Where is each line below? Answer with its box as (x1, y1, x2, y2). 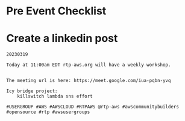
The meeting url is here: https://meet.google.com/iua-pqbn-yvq (6, 78, 171, 84)
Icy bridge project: (6, 88, 58, 94)
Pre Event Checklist (6, 4, 107, 18)
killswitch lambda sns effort (17, 93, 93, 99)
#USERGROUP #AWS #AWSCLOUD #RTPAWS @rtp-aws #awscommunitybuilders (6, 104, 180, 110)
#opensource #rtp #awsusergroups (6, 109, 90, 115)
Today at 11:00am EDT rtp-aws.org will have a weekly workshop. (6, 62, 171, 68)
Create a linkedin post (6, 32, 118, 46)
